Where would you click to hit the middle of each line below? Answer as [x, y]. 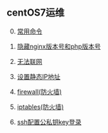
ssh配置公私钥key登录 [49, 122]
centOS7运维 [36, 13]
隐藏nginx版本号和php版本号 [59, 46]
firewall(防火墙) [39, 92]
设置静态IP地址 [39, 76]
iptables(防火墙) [40, 107]
